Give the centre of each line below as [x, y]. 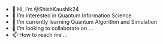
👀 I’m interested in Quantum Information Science [72, 15]
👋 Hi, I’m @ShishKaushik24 [45, 9]
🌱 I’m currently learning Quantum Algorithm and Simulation [84, 22]
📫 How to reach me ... [40, 35]
